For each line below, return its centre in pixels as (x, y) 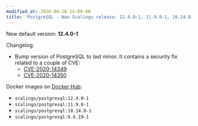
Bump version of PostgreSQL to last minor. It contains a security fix (96, 56)
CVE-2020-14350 (45, 75)
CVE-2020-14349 (45, 69)
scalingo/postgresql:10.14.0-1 (53, 111)
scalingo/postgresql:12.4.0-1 (52, 98)
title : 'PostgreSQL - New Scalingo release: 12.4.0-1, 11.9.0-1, (88, 17)
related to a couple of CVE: (47, 63)
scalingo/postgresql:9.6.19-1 (52, 117)
